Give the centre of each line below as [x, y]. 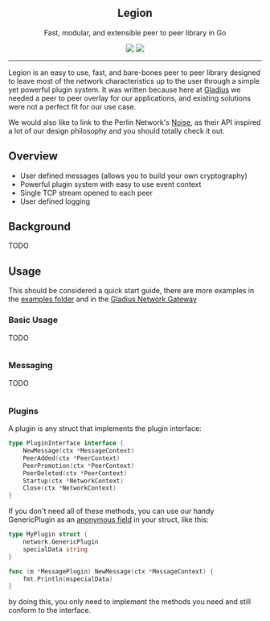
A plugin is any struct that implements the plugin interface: [105, 428]
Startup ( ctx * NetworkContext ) [74, 481]
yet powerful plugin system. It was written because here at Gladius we [125, 89]
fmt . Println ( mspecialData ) [68, 579]
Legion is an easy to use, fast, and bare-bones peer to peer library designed [135, 72]
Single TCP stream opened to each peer [86, 193]
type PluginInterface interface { [66, 443]
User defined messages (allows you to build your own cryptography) [133, 176]
